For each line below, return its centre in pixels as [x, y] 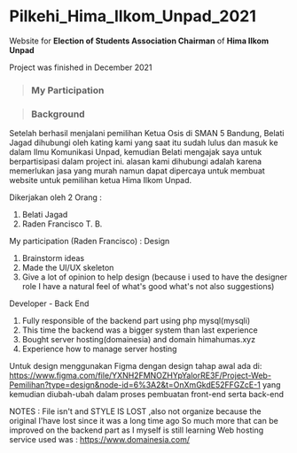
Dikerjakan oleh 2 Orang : [55, 197]
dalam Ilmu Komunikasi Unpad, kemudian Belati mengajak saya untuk [136, 152]
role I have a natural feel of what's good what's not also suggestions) [148, 287]
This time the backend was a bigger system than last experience [140, 330]
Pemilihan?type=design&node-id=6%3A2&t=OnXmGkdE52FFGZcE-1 [135, 385]
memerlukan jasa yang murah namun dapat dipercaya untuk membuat [137, 171]
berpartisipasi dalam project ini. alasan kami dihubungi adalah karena [136, 162]
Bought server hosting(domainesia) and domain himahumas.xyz [138, 340]
